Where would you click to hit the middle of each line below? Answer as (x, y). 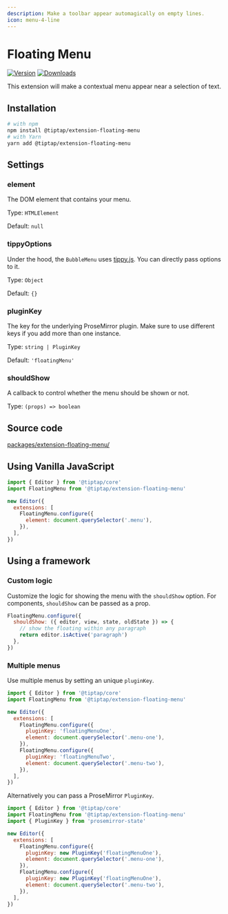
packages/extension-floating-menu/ (59, 445)
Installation (32, 108)
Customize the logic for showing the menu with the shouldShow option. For (112, 596)
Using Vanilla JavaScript (61, 466)
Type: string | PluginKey (44, 347)
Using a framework (49, 561)
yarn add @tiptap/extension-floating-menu (69, 143)
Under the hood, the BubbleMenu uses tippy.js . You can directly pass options (114, 259)
